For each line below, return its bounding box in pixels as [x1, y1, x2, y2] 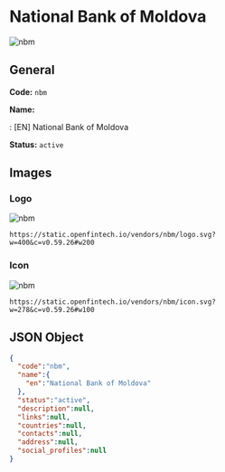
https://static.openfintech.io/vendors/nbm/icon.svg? [9, 297, 217, 307]
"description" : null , [17, 404, 95, 413]
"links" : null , [17, 412, 70, 421]
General [9, 62, 56, 78]
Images [9, 165, 52, 181]
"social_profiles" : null [17, 446, 107, 456]
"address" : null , [17, 438, 79, 447]
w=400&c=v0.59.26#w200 [9, 238, 95, 248]
